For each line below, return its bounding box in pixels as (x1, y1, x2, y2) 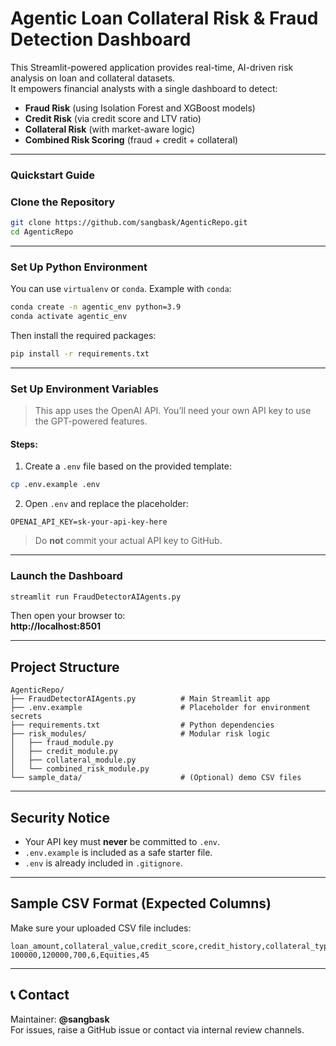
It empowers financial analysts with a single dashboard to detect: (10, 82, 278, 94)
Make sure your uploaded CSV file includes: (10, 922, 192, 934)
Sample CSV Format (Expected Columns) (10, 895, 272, 912)
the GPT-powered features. (34, 415, 148, 427)
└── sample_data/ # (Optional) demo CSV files (10, 773, 302, 783)
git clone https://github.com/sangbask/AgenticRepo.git (10, 218, 248, 228)
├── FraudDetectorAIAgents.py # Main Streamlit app (10, 694, 271, 704)
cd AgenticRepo (10, 227, 74, 237)
